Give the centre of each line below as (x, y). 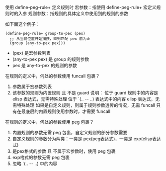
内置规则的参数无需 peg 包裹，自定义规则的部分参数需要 (70, 132)
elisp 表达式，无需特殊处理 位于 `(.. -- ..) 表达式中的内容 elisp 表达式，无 (86, 99)
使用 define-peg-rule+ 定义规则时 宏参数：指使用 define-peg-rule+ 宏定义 (81, 7)
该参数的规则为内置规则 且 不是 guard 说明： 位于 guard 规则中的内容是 (85, 93)
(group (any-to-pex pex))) (38, 43)
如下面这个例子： (23, 24)
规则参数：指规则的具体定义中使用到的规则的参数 (78, 13)
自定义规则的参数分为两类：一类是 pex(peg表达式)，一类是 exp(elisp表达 (87, 139)
